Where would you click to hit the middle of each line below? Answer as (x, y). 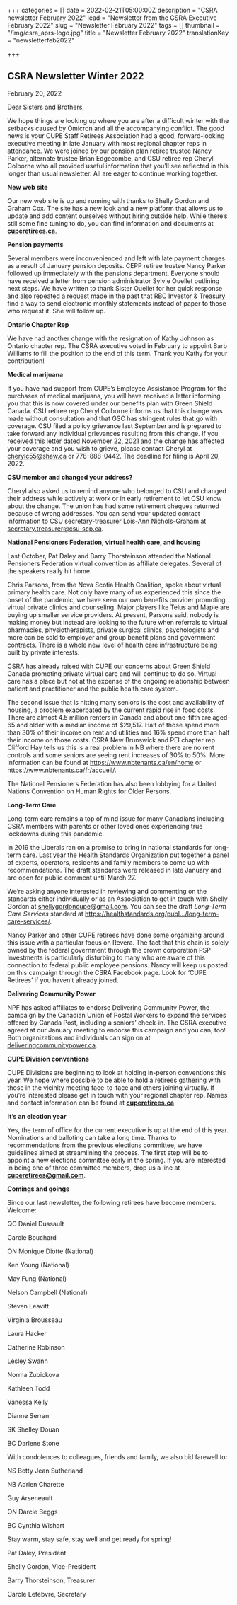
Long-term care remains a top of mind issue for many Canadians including (116, 818)
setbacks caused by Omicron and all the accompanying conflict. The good (116, 128)
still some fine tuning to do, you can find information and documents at (110, 223)
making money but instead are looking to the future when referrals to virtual (117, 622)
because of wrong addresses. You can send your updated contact (104, 513)
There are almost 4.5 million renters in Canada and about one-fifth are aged (117, 717)
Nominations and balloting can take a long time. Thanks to (92, 1137)
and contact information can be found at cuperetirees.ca (91, 1103)
